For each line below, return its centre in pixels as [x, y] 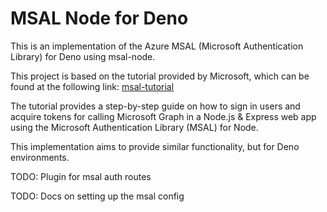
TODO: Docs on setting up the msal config [97, 196]
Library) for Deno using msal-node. [83, 56]
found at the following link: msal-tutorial [92, 86]
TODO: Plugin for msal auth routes [81, 176]
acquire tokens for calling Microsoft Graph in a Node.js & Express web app [163, 116]
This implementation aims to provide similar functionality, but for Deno [155, 146]
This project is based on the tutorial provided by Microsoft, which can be [160, 76]
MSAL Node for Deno [99, 18]
